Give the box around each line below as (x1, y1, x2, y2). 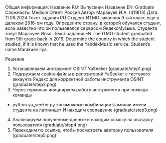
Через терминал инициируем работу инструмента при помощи (12, 87, 148, 92)
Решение (5, 56, 25, 62)
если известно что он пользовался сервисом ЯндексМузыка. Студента (5, 25, 158, 31)
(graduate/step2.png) (12, 81, 57, 87)
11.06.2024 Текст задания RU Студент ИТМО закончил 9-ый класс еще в (5, 15, 160, 20)
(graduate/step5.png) (12, 133, 57, 138)
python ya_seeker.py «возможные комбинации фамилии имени (12, 102, 147, 107)
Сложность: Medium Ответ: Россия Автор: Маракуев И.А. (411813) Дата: (5, 9, 159, 15)
